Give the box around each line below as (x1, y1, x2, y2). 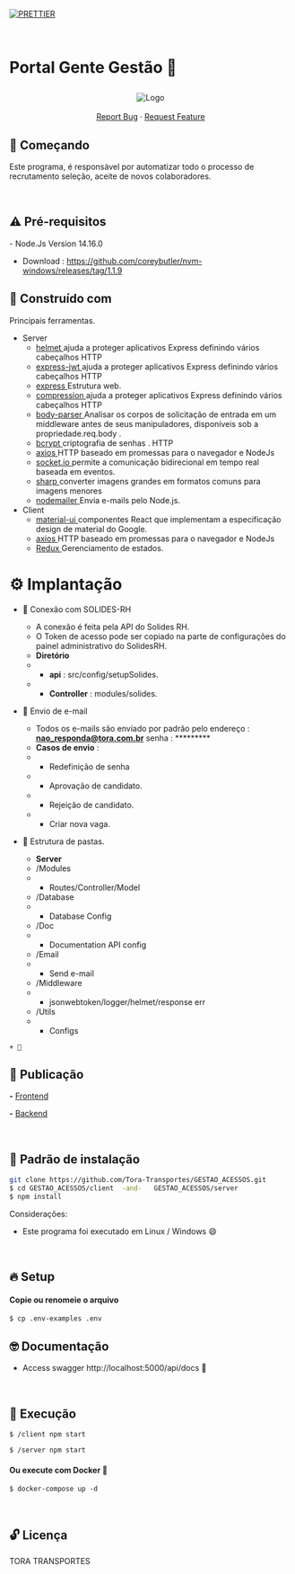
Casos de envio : (35, 742, 100, 752)
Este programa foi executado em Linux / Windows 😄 (22, 1225, 217, 1236)
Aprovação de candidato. (48, 780, 143, 791)
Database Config (48, 911, 112, 921)
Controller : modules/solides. (48, 688, 158, 698)
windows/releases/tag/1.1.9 (22, 265, 123, 276)
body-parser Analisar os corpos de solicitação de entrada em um (35, 409, 277, 420)
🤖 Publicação (9, 1066, 84, 1082)
